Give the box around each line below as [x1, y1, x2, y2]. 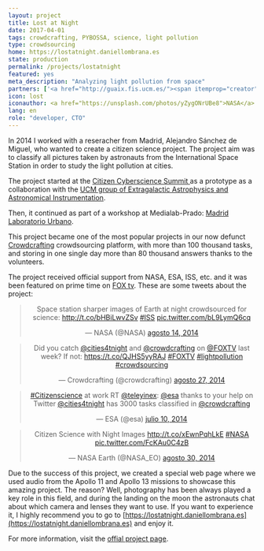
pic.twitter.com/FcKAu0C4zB [94, 437, 189, 447]
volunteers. [8, 257, 45, 266]
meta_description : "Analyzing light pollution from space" [8, 77, 206, 85]
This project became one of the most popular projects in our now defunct [8, 232, 246, 241]
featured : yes [8, 70, 55, 78]
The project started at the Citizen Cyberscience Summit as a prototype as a [8, 176, 253, 185]
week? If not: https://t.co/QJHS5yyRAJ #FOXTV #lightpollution [40, 352, 244, 361]
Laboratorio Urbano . [8, 216, 75, 225]
